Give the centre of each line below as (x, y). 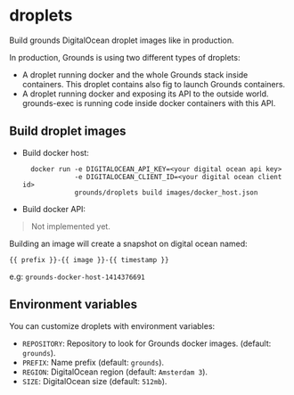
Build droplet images (68, 132)
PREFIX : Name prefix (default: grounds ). (93, 362)
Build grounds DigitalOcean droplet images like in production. (122, 40)
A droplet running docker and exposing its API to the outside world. (145, 94)
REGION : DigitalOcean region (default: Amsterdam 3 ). (114, 372)
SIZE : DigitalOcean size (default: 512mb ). (94, 381)
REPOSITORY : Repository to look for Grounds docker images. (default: (147, 343)
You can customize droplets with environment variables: (112, 325)
